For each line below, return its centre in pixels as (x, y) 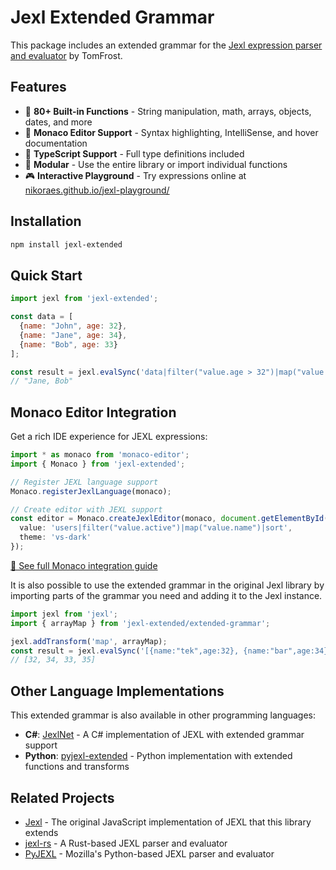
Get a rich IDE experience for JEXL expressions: (109, 437)
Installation (46, 221)
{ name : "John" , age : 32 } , (73, 326)
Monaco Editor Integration (93, 412)
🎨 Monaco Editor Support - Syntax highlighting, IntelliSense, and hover (171, 132)
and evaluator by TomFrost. (66, 55)
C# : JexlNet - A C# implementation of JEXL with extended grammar (164, 735)
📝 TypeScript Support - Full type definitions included (134, 153)
